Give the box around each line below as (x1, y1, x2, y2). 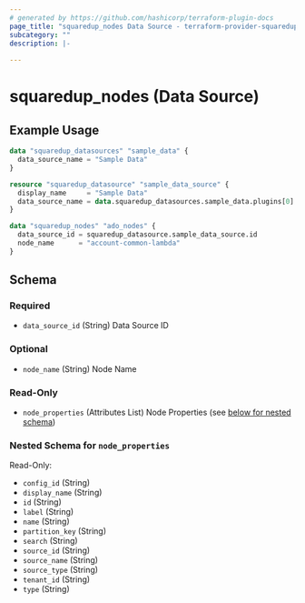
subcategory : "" (9, 30, 71, 39)
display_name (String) (22, 487, 103, 498)
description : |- (9, 38, 71, 48)
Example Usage (9, 122, 100, 137)
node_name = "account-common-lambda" (17, 238, 181, 247)
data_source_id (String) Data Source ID (22, 320, 170, 331)
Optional (9, 343, 48, 356)
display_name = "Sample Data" (17, 188, 148, 197)
